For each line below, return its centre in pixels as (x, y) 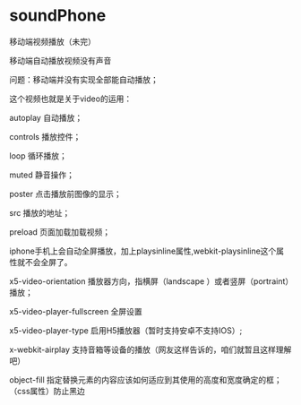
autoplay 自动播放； (46, 117)
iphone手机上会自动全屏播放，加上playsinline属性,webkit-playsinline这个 (143, 251)
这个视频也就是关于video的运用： (71, 99)
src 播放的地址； (40, 212)
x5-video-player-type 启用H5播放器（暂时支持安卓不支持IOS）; (126, 330)
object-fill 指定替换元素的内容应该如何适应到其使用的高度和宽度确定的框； (146, 379)
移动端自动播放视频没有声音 (60, 60)
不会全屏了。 (48, 262)
